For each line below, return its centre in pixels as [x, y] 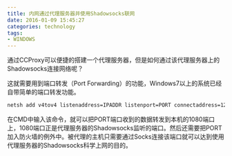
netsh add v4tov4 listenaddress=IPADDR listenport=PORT [89, 105]
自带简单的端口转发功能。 [43, 92]
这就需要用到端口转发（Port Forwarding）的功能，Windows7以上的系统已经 [115, 83]
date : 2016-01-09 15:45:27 [46, 20]
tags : [15, 33]
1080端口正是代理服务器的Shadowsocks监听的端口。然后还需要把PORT [120, 128]
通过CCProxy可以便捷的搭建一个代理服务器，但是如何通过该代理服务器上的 [114, 60]
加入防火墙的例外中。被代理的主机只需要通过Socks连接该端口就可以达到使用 [116, 137]
